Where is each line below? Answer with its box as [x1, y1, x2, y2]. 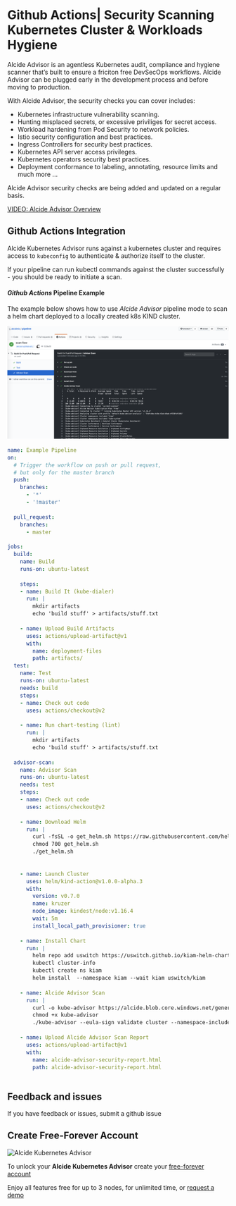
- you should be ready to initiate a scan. [7, 272, 122, 281]
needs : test [20, 781, 55, 789]
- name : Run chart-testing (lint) [20, 722, 121, 729]
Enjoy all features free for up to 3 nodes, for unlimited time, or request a [7, 1183, 215, 1191]
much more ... [17, 170, 58, 178]
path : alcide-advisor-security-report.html [32, 1064, 162, 1071]
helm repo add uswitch [32, 952, 99, 959]
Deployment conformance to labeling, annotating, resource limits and [17, 162, 218, 171]
